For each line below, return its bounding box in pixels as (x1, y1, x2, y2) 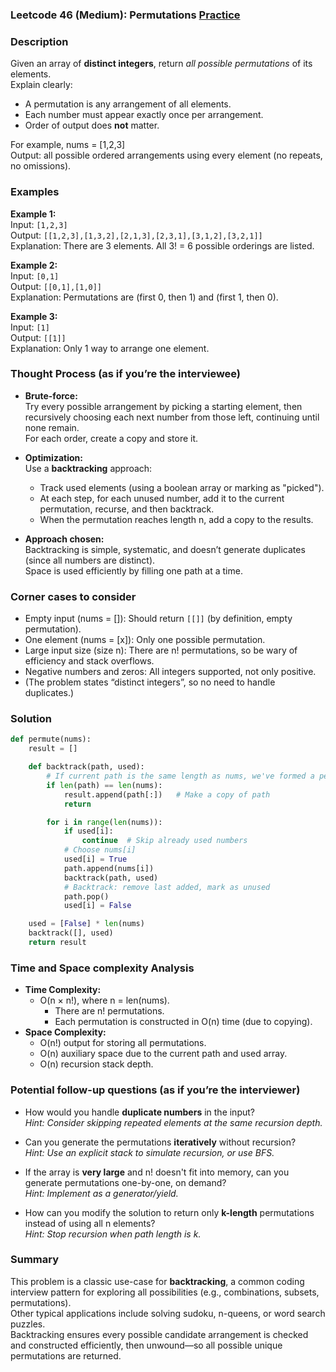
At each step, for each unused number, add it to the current (39, 492, 285, 504)
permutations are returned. (10, 1349, 122, 1362)
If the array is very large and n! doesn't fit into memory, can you (24, 1166, 290, 1178)
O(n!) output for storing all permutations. (39, 1037, 207, 1049)
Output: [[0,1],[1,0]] (10, 280, 103, 292)
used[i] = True (63, 854, 128, 865)
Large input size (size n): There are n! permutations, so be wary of (24, 644, 298, 657)
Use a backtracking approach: (24, 462, 153, 474)
